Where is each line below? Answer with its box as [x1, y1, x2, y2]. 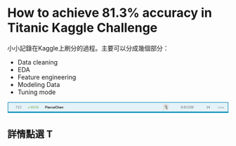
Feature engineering [17, 72, 77, 81]
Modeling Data [17, 80, 60, 88]
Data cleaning [17, 58, 58, 66]
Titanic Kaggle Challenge [7, 20, 158, 36]
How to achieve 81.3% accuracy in [7, 5, 212, 21]
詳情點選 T [7, 128, 53, 140]
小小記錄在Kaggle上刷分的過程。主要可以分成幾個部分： [7, 44, 169, 52]
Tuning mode [17, 88, 56, 96]
